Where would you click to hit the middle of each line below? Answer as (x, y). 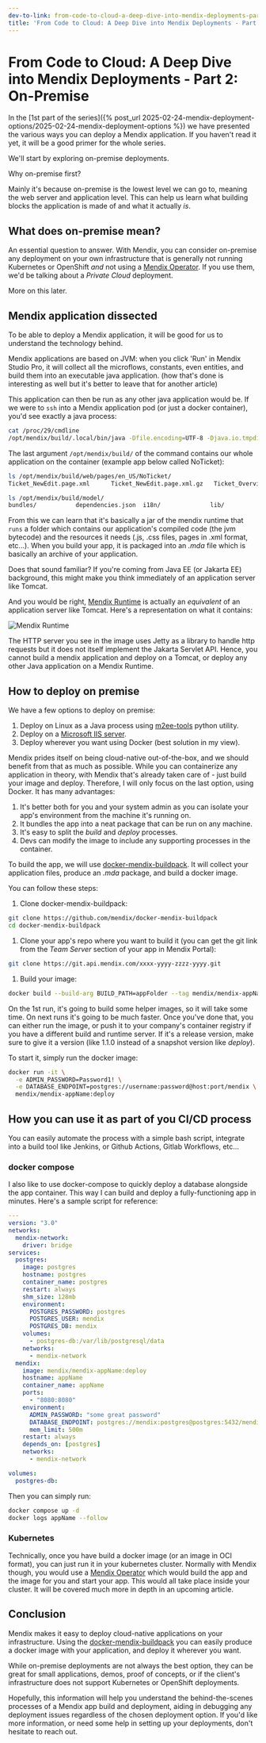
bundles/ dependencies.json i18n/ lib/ (116, 505)
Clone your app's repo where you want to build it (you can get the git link (139, 940)
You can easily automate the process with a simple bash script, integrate (127, 1138)
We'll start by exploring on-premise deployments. (89, 159)
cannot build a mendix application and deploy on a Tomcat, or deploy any (128, 658)
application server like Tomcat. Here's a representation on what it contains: (131, 610)
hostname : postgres (55, 1275)
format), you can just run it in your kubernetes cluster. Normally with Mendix (133, 1564)
